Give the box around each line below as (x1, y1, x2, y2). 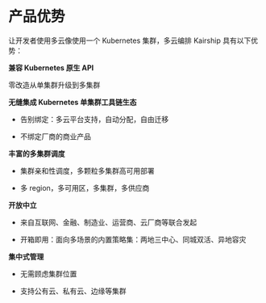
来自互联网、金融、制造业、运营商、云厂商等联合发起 (19, 217, 197, 227)
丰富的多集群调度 (8, 149, 65, 158)
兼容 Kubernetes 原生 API (8, 62, 94, 73)
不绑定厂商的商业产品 (19, 131, 91, 141)
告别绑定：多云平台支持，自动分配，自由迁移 (19, 114, 169, 124)
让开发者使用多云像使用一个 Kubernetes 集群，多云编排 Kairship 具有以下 (8, 36, 251, 45)
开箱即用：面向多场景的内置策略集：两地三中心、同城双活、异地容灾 (19, 234, 247, 244)
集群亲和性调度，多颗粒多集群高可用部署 (19, 166, 155, 175)
